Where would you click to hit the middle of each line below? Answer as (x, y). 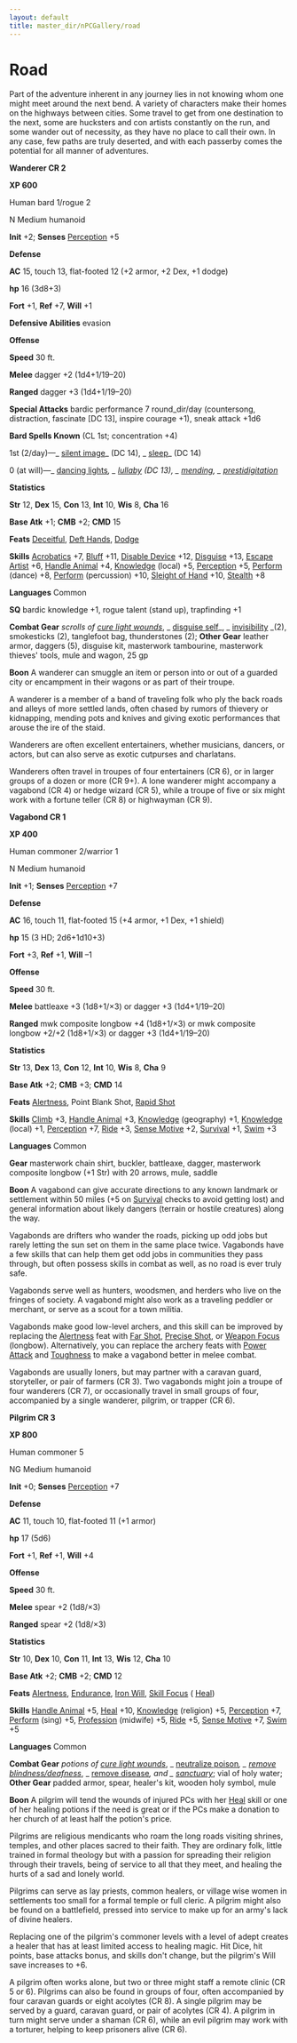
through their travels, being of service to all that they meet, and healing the (145, 1864)
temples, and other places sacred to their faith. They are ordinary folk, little (145, 1846)
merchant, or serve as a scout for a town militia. (96, 1310)
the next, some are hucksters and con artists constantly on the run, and (140, 123)
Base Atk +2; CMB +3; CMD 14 (66, 1085)
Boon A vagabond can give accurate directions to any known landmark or (144, 1190)
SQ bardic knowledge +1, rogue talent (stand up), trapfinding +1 (125, 610)
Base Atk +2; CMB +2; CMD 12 (66, 1676)
